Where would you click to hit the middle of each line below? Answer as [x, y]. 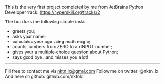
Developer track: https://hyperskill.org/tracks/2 [53, 12]
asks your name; [29, 36]
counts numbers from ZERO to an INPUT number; [62, 47]
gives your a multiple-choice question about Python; [65, 52]
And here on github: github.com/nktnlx [44, 76]
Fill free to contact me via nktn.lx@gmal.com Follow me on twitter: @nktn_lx [82, 71]
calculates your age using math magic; [51, 42]
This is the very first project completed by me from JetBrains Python [74, 7]
